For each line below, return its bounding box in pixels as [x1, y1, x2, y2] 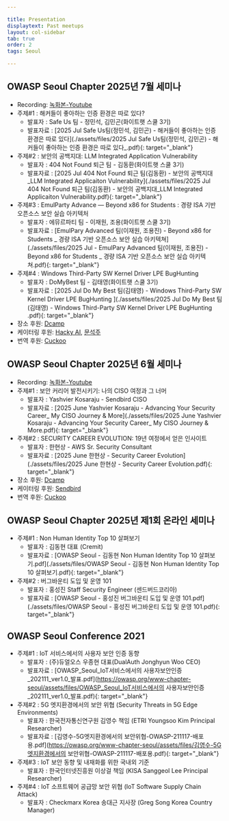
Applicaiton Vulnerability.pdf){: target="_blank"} [27, 193, 163, 201]
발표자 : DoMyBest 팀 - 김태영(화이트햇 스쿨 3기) [27, 278, 159, 286]
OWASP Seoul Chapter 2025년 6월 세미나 [7, 358, 182, 370]
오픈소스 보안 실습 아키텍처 [16, 209, 89, 217]
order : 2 [7, 42, 32, 49]
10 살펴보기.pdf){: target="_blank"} [27, 568, 124, 576]
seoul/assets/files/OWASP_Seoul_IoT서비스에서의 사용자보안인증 [27, 683, 205, 692]
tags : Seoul [7, 48, 41, 55]
